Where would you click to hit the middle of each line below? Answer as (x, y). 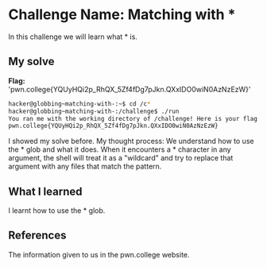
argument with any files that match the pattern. (85, 166)
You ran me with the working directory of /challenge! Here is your (124, 118)
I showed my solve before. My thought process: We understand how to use (131, 141)
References (37, 236)
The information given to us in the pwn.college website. (99, 254)
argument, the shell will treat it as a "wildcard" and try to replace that (121, 158)
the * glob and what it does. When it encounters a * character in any (120, 149)
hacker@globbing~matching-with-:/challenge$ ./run (94, 111)
